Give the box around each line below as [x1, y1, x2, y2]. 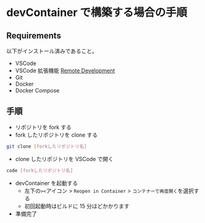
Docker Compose [15, 87, 60, 94]
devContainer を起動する [15, 179, 78, 187]
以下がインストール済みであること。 [6, 47, 98, 55]
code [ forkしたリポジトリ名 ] [6, 167, 73, 173]
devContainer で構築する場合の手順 [6, 6, 188, 20]
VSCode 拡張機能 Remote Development [15, 67, 115, 74]
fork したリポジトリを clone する [15, 131, 98, 138]
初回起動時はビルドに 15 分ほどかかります [24, 202, 130, 210]
